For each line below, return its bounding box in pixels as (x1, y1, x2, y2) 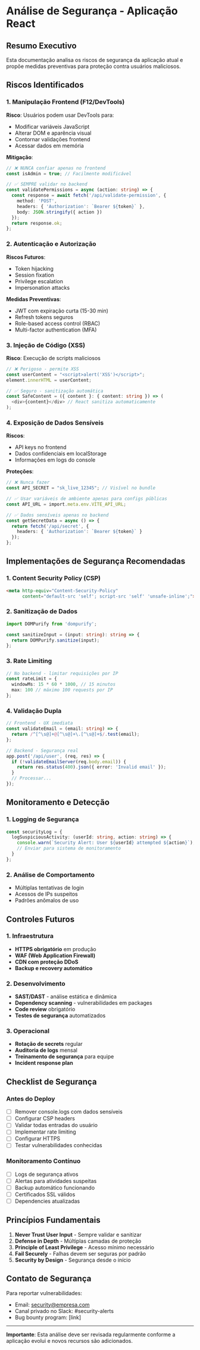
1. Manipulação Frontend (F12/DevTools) (6, 98, 125, 106)
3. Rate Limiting (6, 657, 52, 665)
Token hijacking (14, 265, 54, 272)
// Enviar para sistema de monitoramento (17, 846, 121, 852)
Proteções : (6, 468, 34, 475)
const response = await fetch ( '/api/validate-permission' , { (11, 193, 167, 199)
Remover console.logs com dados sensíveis (14, 1108, 123, 1116)
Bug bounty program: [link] (14, 1314, 82, 1321)
